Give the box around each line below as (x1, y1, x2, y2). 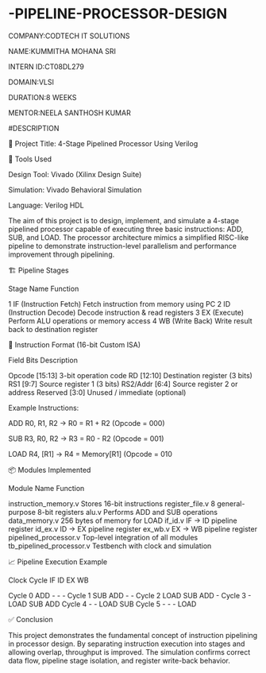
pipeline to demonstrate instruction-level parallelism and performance (8, 241, 237, 250)
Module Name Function (8, 483, 85, 493)
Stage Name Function (8, 284, 79, 293)
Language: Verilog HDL (8, 200, 85, 210)
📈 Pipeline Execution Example (8, 557, 108, 567)
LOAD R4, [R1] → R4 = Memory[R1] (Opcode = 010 (8, 449, 173, 458)
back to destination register (8, 324, 98, 334)
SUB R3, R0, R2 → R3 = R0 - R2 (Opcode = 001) (8, 434, 164, 443)
